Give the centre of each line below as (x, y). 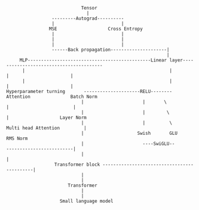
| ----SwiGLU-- (128, 144)
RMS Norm (17, 138)
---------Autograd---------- (88, 18)
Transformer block (77, 165)
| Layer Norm (46, 118)
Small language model (86, 201)
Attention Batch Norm (52, 97)
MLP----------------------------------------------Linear (93, 60)
